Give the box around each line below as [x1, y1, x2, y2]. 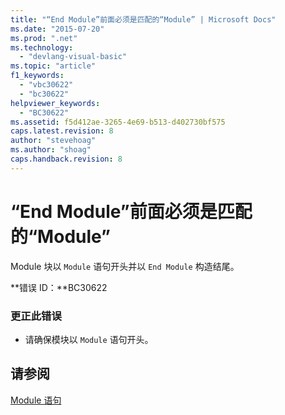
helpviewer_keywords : [10, 98, 101, 108]
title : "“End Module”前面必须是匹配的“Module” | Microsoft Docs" [10, 14, 277, 25]
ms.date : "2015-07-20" [10, 24, 105, 34]
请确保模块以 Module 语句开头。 [24, 333, 154, 345]
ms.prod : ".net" [10, 33, 78, 43]
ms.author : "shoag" [10, 145, 92, 155]
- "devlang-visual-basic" [19, 52, 128, 62]
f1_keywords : [10, 71, 65, 81]
